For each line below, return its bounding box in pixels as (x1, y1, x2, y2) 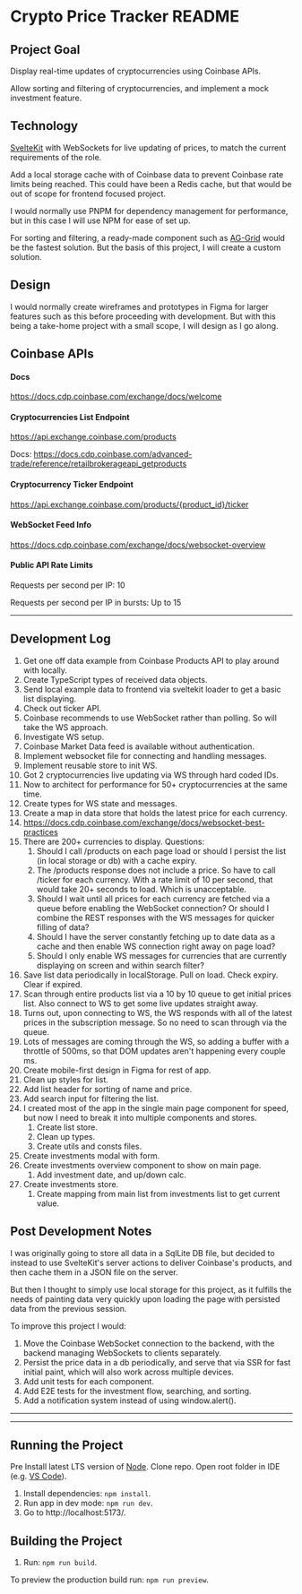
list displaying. (22, 693, 77, 704)
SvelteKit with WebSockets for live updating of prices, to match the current (10, 142, 287, 153)
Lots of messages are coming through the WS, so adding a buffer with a (22, 1036, 289, 1047)
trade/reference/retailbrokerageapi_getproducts (10, 459, 187, 470)
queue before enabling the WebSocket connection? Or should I (36, 902, 270, 913)
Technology (10, 118, 79, 134)
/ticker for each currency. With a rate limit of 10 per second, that (36, 874, 273, 884)
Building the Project (10, 1533, 123, 1548)
